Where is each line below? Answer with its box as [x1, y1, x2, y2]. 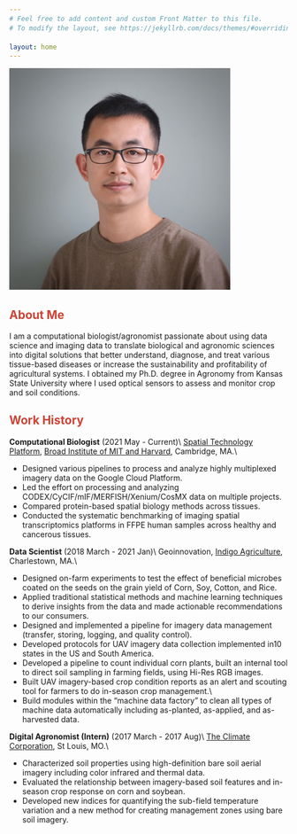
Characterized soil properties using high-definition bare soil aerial [21, 758, 262, 768]
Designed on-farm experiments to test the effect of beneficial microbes [21, 573, 283, 583]
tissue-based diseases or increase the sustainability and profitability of [9, 359, 268, 370]
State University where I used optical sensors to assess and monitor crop [9, 378, 276, 389]
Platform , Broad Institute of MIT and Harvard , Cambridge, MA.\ [9, 446, 238, 456]
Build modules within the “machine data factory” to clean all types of [21, 695, 272, 705]
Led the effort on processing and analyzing [21, 481, 179, 492]
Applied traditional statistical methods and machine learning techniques [21, 591, 283, 602]
